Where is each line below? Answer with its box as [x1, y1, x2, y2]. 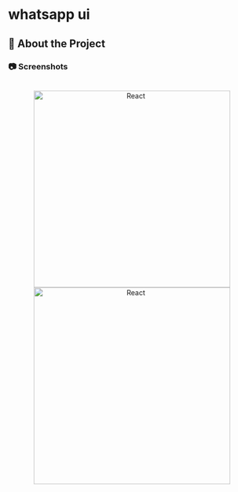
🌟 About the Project [8, 37, 106, 50]
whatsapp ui [8, 6, 90, 24]
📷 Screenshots [8, 61, 68, 72]
